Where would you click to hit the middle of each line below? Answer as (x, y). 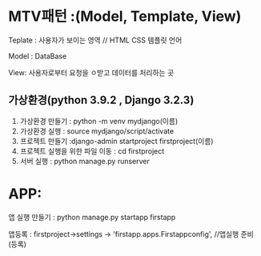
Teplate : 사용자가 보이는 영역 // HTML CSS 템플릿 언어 (95, 40)
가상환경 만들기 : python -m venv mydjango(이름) (99, 121)
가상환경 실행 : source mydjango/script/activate (97, 131)
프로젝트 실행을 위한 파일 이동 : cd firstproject (92, 151)
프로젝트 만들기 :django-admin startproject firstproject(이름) (116, 141)
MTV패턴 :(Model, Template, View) (125, 16)
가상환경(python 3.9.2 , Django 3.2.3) (101, 100)
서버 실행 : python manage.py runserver (85, 161)
